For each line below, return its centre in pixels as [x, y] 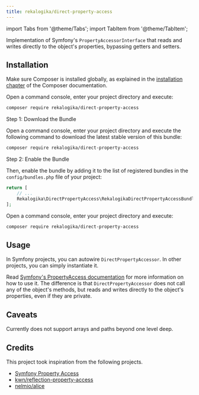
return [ [17, 188]
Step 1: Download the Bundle [41, 119]
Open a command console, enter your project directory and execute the [94, 130]
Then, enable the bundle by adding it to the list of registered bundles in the [97, 171]
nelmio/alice [30, 386]
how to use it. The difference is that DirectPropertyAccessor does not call [96, 283]
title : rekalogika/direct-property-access [59, 12]
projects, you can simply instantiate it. [52, 266]
